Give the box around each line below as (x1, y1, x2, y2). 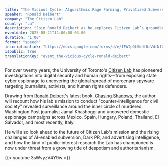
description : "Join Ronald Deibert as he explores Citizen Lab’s (5, 26, 144, 31)
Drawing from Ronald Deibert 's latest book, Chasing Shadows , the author (5, 93, 156, 99)
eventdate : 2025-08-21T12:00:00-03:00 (5, 30, 86, 35)
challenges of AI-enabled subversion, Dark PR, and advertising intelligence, (5, 134, 161, 140)
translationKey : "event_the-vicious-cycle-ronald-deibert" (5, 53, 131, 59)
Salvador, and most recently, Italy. (5, 119, 75, 125)
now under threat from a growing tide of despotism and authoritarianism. (5, 145, 155, 151)
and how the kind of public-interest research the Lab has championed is (5, 140, 153, 146)
